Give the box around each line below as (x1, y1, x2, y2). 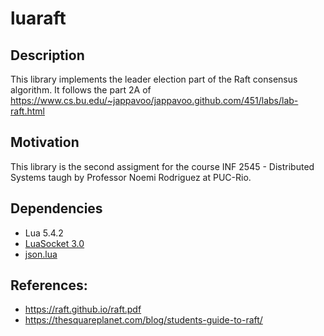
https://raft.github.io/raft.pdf (24, 303, 142, 316)
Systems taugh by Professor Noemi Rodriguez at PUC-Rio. (10, 171, 252, 183)
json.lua (24, 248, 58, 260)
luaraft (10, 7, 67, 30)
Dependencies (10, 200, 103, 217)
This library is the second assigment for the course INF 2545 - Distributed (10, 160, 315, 172)
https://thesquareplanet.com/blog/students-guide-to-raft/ (24, 314, 263, 326)
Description (10, 47, 85, 64)
